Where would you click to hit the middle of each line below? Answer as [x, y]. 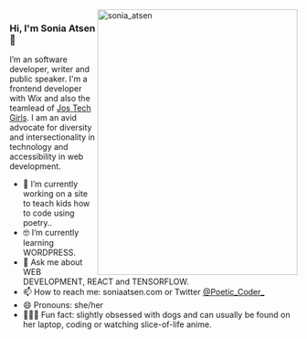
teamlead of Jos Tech [50, 108]
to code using [48, 213]
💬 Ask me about [53, 262]
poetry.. [37, 223]
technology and [39, 147]
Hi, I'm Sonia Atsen [53, 28]
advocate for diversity [51, 128]
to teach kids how [56, 204]
